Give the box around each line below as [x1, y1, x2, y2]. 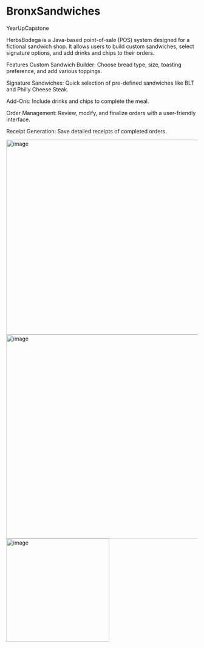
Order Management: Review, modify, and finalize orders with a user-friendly [6, 109, 196, 116]
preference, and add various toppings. [6, 67, 103, 74]
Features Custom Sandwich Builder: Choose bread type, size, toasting [6, 61, 182, 68]
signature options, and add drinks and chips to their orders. [6, 49, 155, 56]
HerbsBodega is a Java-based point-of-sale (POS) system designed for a [6, 36, 190, 43]
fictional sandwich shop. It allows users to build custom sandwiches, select [6, 43, 194, 50]
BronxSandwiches [6, 4, 101, 18]
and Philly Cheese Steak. [6, 85, 69, 93]
